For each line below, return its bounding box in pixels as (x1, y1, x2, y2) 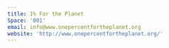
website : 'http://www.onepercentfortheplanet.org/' (7, 30, 163, 37)
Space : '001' (7, 17, 46, 24)
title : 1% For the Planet (7, 10, 84, 18)
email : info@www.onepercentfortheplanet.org (7, 23, 141, 30)
